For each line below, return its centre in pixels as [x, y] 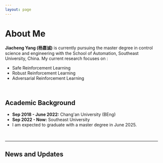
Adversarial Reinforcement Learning [48, 78]
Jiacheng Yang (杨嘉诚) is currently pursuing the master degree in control [79, 48]
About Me [25, 33]
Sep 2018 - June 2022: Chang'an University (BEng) [64, 114]
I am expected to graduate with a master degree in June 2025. [74, 125]
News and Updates [34, 154]
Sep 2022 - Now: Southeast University [51, 120]
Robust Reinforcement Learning [44, 73]
